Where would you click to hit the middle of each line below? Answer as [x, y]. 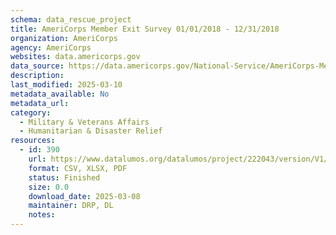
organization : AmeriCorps [64, 38]
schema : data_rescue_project [71, 19]
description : [37, 76]
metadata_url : [40, 103]
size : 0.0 [49, 187]
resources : [33, 141]
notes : [42, 215]
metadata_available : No [60, 94]
